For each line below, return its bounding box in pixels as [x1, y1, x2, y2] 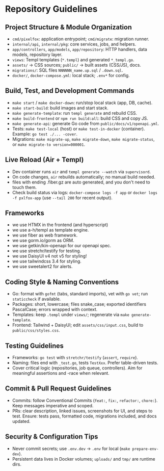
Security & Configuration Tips [5, 433, 98, 441]
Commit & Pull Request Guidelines [5, 384, 111, 393]
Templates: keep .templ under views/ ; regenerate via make [12, 312, 130, 317]
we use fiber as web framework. [12, 232, 78, 238]
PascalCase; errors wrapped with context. [12, 307, 98, 313]
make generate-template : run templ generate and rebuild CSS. [12, 110, 137, 116]
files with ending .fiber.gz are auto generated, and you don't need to [12, 179, 151, 185]
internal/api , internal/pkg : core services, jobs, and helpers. [12, 41, 137, 47]
